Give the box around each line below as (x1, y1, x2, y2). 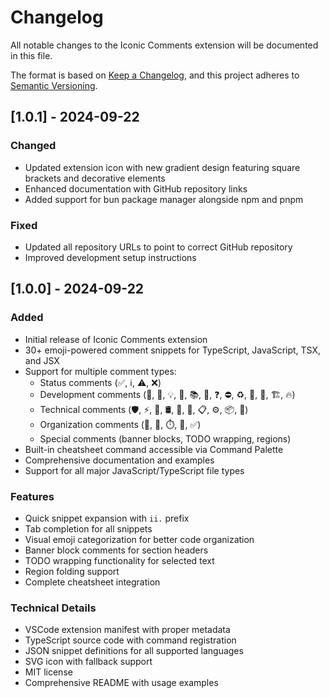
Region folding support (24, 565, 120, 577)
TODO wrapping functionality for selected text (24, 554, 215, 566)
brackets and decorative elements (24, 172, 166, 184)
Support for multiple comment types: (24, 365, 177, 377)
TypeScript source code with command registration (24, 634, 237, 646)
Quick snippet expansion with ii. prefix (24, 512, 190, 524)
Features (10, 489, 55, 503)
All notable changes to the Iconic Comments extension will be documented (10, 39, 319, 51)
